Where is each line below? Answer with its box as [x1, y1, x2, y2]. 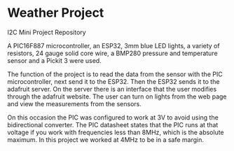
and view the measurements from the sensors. [7, 99, 142, 108]
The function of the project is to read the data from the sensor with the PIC [7, 70, 223, 78]
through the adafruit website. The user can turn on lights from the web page [7, 92, 227, 101]
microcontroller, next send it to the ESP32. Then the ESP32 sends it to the [7, 77, 220, 85]
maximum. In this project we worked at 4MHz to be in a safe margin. [7, 135, 205, 144]
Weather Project [7, 5, 104, 21]
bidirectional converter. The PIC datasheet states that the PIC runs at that [7, 120, 219, 129]
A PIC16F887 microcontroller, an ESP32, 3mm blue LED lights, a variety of [7, 41, 220, 50]
